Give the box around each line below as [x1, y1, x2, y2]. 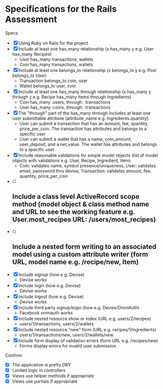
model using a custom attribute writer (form [12, 251, 148, 259]
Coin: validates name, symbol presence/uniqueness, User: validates [19, 162, 156, 168]
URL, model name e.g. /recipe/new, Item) [12, 258, 139, 266]
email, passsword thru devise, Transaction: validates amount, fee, [19, 168, 152, 174]
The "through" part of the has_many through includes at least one [18, 110, 151, 116]
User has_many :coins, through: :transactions [19, 104, 111, 110]
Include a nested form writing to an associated [12, 243, 157, 251]
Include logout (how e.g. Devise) [18, 294, 84, 299]
